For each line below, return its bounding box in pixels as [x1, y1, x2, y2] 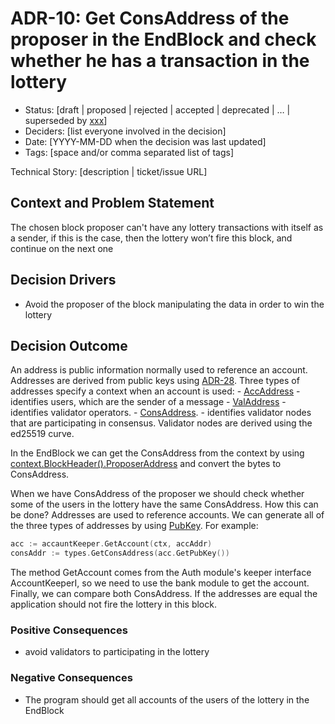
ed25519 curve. [10, 428, 75, 440]
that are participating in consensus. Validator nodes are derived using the [10, 417, 313, 429]
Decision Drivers [10, 272, 117, 289]
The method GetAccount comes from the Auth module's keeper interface [10, 567, 312, 579]
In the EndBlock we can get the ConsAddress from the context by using [10, 447, 305, 459]
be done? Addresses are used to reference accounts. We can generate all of [10, 509, 325, 521]
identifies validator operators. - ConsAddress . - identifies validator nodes [10, 407, 312, 419]
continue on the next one [10, 242, 114, 254]
